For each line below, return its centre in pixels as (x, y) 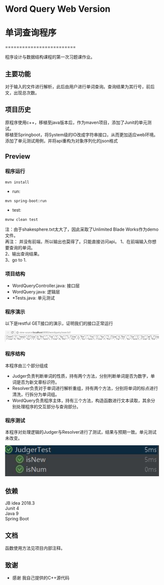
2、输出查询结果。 (24, 254)
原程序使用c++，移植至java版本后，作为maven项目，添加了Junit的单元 (76, 122)
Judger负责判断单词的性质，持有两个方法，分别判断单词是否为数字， (81, 376)
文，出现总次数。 (22, 93)
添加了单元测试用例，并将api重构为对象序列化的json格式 (61, 141)
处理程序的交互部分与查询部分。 (49, 406)
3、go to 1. (16, 260)
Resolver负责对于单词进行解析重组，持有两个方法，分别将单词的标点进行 (85, 388)
